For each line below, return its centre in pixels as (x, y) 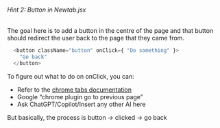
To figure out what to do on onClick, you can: (71, 76)
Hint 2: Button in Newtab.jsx (47, 10)
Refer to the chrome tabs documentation (74, 90)
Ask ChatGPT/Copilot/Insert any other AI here (81, 104)
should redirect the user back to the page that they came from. (96, 38)
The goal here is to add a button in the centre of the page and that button (110, 31)
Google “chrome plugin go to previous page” (80, 97)
